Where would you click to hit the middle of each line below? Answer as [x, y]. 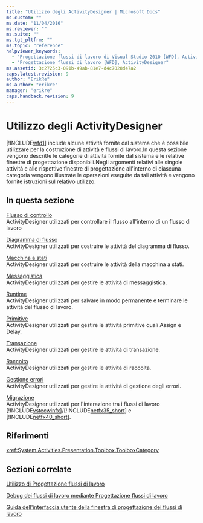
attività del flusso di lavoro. [40, 307]
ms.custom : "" [24, 18]
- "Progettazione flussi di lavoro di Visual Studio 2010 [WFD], [96, 57]
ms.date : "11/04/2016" [35, 23]
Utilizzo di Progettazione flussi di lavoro [56, 484]
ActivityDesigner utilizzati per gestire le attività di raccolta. [79, 368]
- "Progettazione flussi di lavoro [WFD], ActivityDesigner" [90, 62]
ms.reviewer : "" [27, 29]
